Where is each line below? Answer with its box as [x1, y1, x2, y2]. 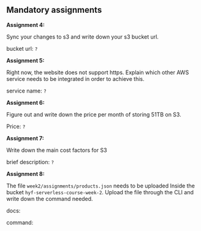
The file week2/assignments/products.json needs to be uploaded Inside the [6, 182, 195, 189]
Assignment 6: [6, 99, 45, 106]
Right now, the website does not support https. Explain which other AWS [6, 69, 189, 76]
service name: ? [6, 87, 47, 94]
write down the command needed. [6, 195, 93, 202]
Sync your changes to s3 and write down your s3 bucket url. [6, 33, 159, 40]
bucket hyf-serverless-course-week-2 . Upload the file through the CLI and [6, 188, 194, 195]
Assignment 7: [6, 134, 44, 142]
